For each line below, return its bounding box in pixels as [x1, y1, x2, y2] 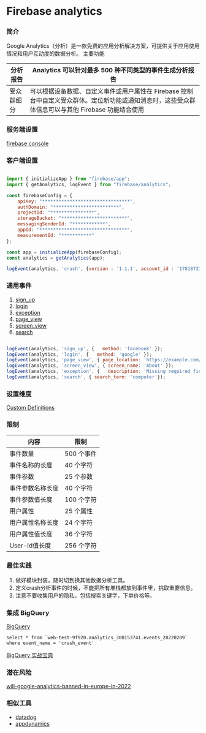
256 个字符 [64, 541, 97, 550]
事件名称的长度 [9, 461, 53, 470]
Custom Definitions [6, 404, 55, 412]
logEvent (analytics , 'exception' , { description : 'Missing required [6, 369, 191, 375]
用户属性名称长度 [9, 519, 59, 527]
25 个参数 [64, 473, 93, 481]
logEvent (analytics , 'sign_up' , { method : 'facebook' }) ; [6, 345, 164, 351]
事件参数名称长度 [9, 484, 59, 492]
